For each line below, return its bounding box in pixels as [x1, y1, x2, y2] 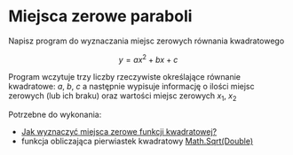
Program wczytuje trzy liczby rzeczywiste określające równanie [8, 71, 242, 81]
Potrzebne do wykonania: [8, 109, 102, 120]
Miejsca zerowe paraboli [8, 6, 193, 27]
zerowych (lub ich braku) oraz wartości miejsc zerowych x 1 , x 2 [8, 90, 237, 103]
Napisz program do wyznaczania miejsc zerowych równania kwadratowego [8, 35, 285, 46]
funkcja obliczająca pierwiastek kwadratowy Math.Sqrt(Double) [20, 136, 254, 147]
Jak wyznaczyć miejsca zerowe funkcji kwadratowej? [20, 127, 218, 137]
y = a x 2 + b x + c [118, 52, 178, 65]
